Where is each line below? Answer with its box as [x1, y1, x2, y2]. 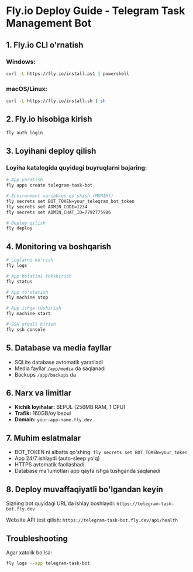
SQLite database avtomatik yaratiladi [14, 358, 104, 365]
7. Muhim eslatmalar [6, 433, 81, 443]
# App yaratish [6, 177, 43, 183]
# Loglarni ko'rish [6, 257, 54, 263]
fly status [6, 279, 33, 285]
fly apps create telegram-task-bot [6, 182, 93, 188]
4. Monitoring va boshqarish [6, 242, 112, 252]
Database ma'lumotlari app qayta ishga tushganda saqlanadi [14, 468, 161, 475]
